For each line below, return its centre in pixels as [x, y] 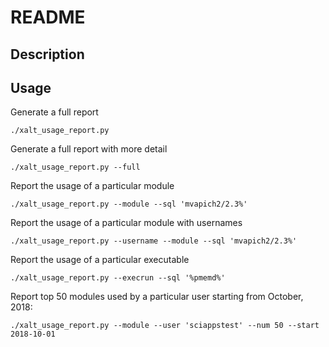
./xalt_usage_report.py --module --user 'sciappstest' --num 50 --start [165, 326]
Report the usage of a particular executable [100, 260]
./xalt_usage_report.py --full [75, 167]
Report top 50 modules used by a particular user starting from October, [157, 297]
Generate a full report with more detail [89, 149]
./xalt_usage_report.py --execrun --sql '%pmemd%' [118, 278]
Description [47, 54]
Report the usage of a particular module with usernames [126, 223]
